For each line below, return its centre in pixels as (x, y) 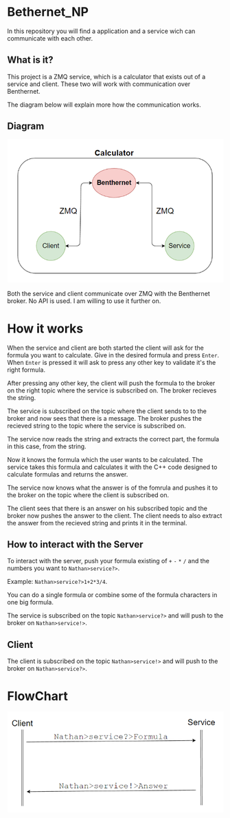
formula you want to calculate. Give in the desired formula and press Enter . (113, 355)
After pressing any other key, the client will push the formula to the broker (111, 383)
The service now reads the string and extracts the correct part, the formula (113, 439)
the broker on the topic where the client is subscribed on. (88, 495)
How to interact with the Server (75, 545)
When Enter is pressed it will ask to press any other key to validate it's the (112, 362)
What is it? (30, 60)
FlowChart (38, 696)
